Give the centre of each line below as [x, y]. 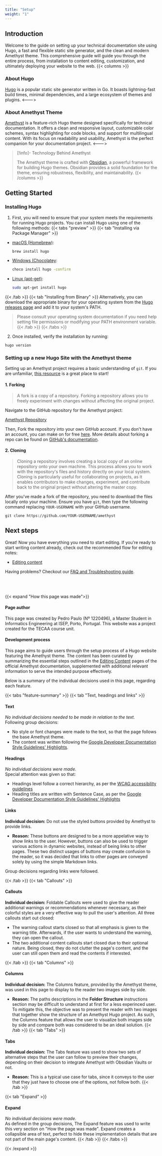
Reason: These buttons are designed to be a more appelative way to [80, 836]
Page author [18, 608]
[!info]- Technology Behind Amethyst [54, 153]
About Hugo [20, 79]
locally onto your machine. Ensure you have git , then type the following [76, 502]
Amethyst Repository [26, 420]
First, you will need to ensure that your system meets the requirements [82, 217]
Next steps [22, 531]
